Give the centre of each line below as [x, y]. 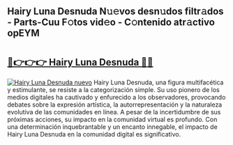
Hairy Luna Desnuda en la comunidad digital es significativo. [94, 134]
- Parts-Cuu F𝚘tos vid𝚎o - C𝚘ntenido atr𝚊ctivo [111, 23]
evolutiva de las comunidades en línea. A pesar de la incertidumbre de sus [114, 112]
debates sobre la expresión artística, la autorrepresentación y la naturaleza [115, 105]
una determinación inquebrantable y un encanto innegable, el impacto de [112, 127]
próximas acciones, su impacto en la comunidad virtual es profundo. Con [112, 119]
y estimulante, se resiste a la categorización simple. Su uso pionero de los [113, 90]
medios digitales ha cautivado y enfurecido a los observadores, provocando [116, 97]
